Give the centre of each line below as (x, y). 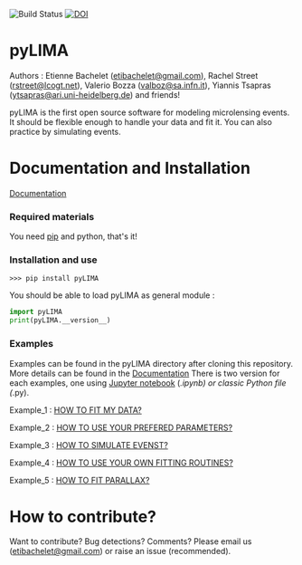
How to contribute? (83, 517)
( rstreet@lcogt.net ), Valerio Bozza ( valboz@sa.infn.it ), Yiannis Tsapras (140, 85)
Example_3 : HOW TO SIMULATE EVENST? (89, 445)
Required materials (52, 216)
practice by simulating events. (65, 131)
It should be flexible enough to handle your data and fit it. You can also (141, 121)
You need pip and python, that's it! (73, 236)
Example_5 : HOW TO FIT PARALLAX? (80, 480)
